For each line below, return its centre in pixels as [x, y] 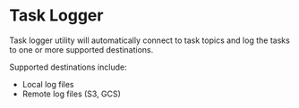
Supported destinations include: [68, 67]
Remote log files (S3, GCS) [71, 94]
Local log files [48, 84]
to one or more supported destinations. [81, 49]
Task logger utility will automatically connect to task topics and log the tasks [150, 40]
